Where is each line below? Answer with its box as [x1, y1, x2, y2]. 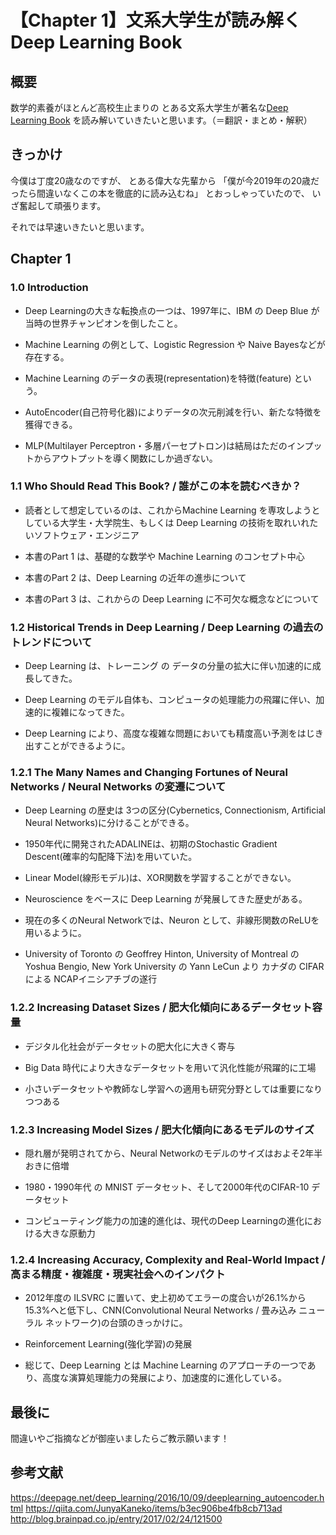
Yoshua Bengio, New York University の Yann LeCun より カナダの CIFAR [24, 961, 325, 973]
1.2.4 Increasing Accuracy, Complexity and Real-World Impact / [10, 1252, 326, 1266]
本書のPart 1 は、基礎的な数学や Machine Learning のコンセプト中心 [24, 550, 305, 562]
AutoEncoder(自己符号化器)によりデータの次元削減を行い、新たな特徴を [24, 406, 322, 418]
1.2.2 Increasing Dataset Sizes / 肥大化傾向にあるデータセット [10, 1001, 313, 1015]
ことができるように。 [42, 740, 131, 752]
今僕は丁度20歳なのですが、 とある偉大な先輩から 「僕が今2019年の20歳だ [10, 174, 320, 186]
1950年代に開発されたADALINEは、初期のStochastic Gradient [24, 838, 278, 850]
